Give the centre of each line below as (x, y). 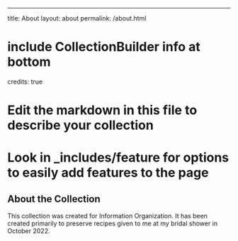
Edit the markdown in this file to (102, 110)
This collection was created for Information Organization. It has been (107, 216)
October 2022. (29, 231)
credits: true (25, 82)
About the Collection (54, 199)
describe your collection (80, 125)
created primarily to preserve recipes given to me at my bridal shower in (113, 223)
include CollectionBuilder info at (104, 47)
